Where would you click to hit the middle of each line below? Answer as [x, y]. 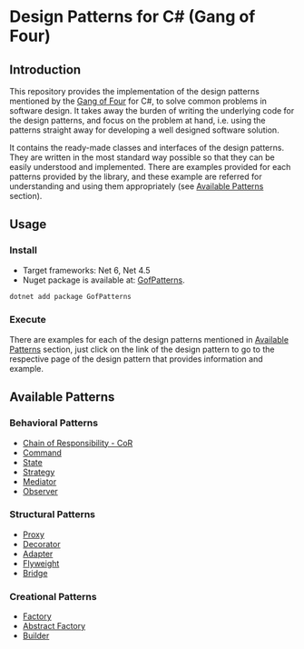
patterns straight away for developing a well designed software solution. [144, 130]
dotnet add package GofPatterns [70, 296]
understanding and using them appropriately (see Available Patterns [137, 186]
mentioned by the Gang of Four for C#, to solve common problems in [138, 101]
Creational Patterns [53, 596]
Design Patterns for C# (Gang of [132, 17]
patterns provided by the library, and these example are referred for [136, 176]
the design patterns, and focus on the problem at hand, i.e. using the [137, 120]
